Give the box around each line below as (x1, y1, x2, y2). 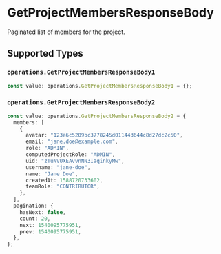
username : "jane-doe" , (25, 164, 91, 170)
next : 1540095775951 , (19, 222, 81, 228)
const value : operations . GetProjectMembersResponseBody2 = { (7, 113, 187, 119)
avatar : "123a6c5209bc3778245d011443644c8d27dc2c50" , (25, 132, 184, 139)
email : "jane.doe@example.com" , (25, 138, 118, 146)
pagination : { (13, 202, 54, 210)
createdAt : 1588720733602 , (25, 177, 103, 184)
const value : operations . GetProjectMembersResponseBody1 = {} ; (7, 82, 193, 89)
